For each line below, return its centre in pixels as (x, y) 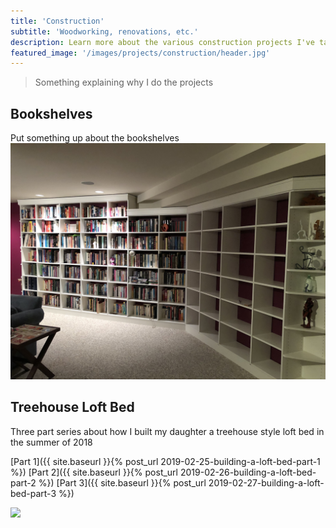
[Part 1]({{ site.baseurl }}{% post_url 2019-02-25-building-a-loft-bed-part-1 (165, 461)
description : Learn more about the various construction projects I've (162, 42)
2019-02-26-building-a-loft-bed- (248, 472)
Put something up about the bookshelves (95, 138)
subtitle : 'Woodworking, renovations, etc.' (104, 31)
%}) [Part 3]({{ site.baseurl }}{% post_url (122, 482)
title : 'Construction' (57, 21)
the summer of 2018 (51, 442)
